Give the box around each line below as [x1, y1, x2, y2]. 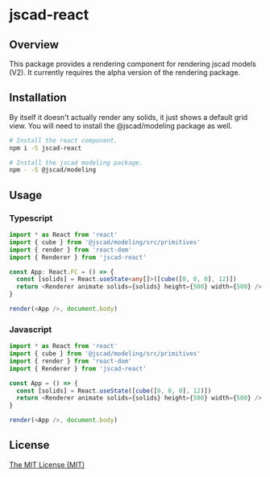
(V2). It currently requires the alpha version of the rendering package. [9, 68, 241, 77]
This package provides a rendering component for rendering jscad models [9, 59, 256, 68]
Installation [9, 91, 67, 105]
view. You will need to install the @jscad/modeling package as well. [9, 121, 233, 131]
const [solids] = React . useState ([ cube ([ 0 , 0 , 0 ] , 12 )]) [16, 387, 212, 395]
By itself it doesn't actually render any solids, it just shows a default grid [9, 112, 248, 122]
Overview [9, 38, 60, 52]
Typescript [9, 212, 53, 223]
